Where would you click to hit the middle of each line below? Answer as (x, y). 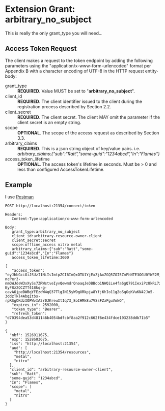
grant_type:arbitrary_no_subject (46, 232)
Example (19, 185)
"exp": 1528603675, (29, 339)
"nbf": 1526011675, (29, 335)
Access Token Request (41, 48)
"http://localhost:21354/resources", (53, 352)
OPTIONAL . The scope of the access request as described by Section (88, 133)
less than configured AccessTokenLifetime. (61, 169)
